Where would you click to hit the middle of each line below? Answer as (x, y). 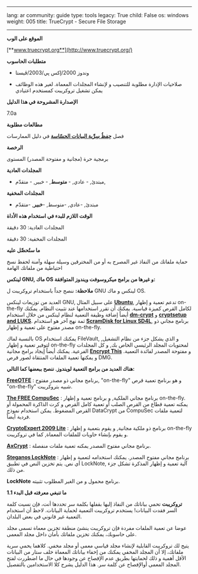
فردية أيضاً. (19, 417)
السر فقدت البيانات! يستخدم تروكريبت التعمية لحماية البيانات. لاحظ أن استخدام (92, 510)
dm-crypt (142, 315)
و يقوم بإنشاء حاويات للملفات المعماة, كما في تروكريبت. (68, 434)
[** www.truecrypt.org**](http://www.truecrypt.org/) (70, 50)
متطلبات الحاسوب (26, 61)
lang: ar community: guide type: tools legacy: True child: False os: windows (98, 15)
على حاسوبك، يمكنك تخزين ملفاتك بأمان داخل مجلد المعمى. (72, 534)
